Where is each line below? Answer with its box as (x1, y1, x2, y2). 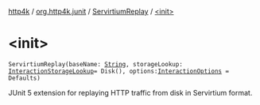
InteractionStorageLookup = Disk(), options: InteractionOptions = (8, 67, 229, 75)
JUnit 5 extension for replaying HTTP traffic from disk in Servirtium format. (8, 88, 253, 97)
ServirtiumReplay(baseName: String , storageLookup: (8, 60, 183, 68)
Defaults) (8, 74, 41, 82)
